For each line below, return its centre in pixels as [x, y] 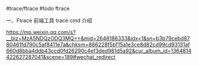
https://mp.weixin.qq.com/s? [41, 32]
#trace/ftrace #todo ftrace [38, 8]
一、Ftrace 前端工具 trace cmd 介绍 [49, 20]
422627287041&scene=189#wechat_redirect [61, 57]
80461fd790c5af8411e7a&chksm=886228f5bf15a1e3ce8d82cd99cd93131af [98, 44]
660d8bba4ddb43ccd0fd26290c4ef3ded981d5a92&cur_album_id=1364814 [99, 51]
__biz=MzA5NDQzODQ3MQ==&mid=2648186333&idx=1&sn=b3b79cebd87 [98, 38]
